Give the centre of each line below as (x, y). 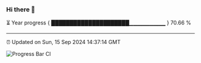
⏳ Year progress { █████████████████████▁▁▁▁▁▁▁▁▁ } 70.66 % (99, 23)
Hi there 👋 (21, 10)
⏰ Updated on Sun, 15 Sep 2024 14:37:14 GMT (63, 42)
